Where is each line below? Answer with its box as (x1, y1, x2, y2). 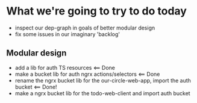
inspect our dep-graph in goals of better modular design (14, 24, 155, 31)
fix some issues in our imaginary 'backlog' (14, 30, 120, 37)
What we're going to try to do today (6, 4, 187, 18)
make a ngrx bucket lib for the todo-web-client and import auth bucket (14, 89, 191, 97)
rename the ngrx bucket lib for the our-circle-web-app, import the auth (14, 76, 192, 84)
